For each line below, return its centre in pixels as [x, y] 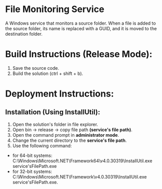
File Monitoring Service [55, 9]
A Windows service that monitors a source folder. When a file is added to [81, 23]
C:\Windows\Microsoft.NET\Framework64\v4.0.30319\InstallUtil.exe [82, 161]
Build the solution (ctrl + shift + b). [48, 73]
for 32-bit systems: [32, 171]
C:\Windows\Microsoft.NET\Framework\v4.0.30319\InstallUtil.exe [79, 176]
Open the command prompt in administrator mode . [66, 135]
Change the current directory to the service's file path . [69, 140]
